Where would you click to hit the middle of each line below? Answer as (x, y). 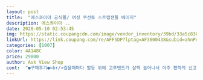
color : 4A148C (24, 51)
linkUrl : (17, 40)
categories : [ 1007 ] (31, 46)
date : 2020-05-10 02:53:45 (40, 29)
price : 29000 (23, 57)
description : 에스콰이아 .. (38, 23)
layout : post (23, 12)
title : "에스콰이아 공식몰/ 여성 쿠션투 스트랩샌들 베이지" (72, 17)
